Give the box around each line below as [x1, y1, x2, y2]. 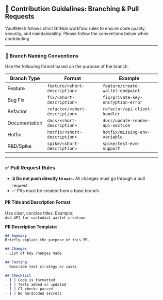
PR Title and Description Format [5, 199, 70, 205]
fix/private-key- [102, 95, 143, 100]
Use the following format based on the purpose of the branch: [5, 64, 129, 70]
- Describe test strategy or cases [5, 264, 77, 269]
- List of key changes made [5, 251, 62, 256]
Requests [5, 13, 34, 21]
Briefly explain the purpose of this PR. [5, 238, 90, 243]
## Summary [5, 233, 27, 238]
